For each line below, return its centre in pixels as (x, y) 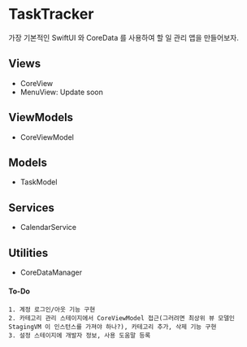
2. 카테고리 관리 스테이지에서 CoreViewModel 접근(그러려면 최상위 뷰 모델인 (122, 319)
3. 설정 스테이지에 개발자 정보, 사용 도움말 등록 (80, 336)
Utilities (28, 253)
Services (32, 208)
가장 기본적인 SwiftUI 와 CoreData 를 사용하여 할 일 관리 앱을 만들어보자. (124, 37)
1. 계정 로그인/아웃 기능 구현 (52, 310)
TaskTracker (51, 14)
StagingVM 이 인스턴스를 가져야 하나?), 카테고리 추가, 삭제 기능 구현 (113, 327)
